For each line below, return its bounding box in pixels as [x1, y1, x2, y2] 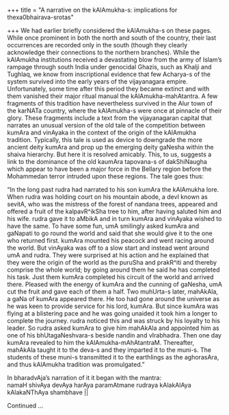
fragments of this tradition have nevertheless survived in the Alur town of [7, 99, 213, 107]
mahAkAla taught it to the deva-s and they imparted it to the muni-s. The [7, 346, 212, 354]
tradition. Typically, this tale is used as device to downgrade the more [7, 136, 203, 143]
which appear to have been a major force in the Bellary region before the [7, 165, 212, 173]
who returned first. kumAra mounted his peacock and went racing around [7, 237, 214, 244]
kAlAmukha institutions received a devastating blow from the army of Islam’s [7, 56, 222, 64]
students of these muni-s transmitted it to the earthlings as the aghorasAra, [7, 353, 219, 361]
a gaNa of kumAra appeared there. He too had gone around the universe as [7, 295, 220, 303]
